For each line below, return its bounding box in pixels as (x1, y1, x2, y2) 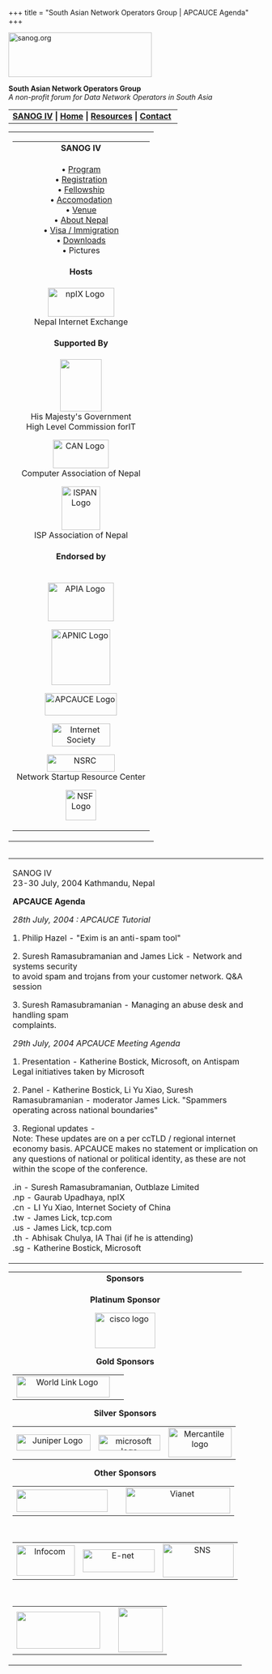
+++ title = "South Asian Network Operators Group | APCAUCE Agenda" (8, 8, 249, 17)
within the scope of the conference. (12, 1163, 148, 1175)
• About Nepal (53, 215, 108, 225)
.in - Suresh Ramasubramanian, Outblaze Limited (12, 1182, 200, 1192)
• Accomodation (49, 195, 113, 205)
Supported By (53, 337, 108, 349)
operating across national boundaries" (12, 1105, 159, 1115)
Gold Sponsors (96, 1356, 155, 1367)
